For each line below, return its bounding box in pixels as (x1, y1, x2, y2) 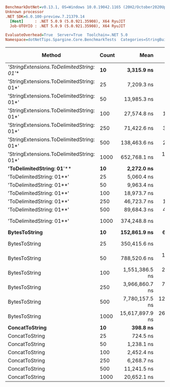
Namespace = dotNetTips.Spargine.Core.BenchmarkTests (5, 37, 116, 42)
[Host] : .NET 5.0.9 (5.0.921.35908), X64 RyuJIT (10, 19, 125, 24)
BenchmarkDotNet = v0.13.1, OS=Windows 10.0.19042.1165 (5, 5, 121, 10)
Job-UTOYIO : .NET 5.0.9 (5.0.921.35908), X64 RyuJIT (10, 23, 125, 28)
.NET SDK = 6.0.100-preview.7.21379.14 (5, 14, 85, 19)
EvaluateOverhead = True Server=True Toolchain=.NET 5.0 (5, 32, 128, 38)
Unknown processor (5, 9, 44, 14)
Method (41, 52, 61, 59)
